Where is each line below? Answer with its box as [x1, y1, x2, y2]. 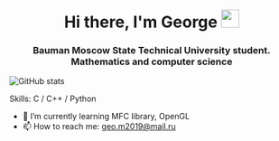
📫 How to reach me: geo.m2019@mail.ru [22, 121, 176, 132]
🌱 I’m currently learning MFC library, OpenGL [22, 111, 191, 122]
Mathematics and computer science [70, 55, 233, 68]
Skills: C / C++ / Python [9, 93, 97, 104]
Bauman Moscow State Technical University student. [33, 44, 271, 57]
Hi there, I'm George [63, 12, 219, 33]
